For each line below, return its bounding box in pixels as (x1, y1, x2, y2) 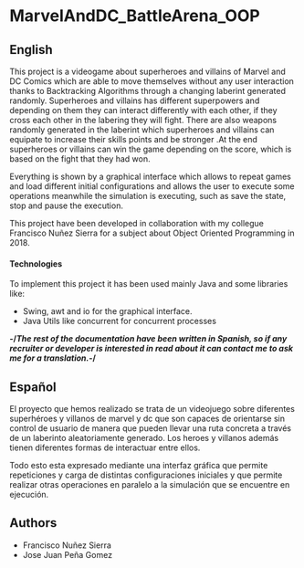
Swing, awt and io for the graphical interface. (22, 306, 194, 317)
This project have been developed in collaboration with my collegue (9, 218, 265, 228)
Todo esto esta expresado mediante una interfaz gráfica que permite (9, 460, 268, 471)
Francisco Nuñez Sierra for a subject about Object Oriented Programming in (9, 227, 295, 238)
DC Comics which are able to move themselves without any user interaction (9, 76, 295, 87)
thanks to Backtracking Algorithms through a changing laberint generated (9, 86, 286, 96)
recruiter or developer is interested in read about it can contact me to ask (9, 343, 294, 354)
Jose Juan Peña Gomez (22, 549, 112, 560)
